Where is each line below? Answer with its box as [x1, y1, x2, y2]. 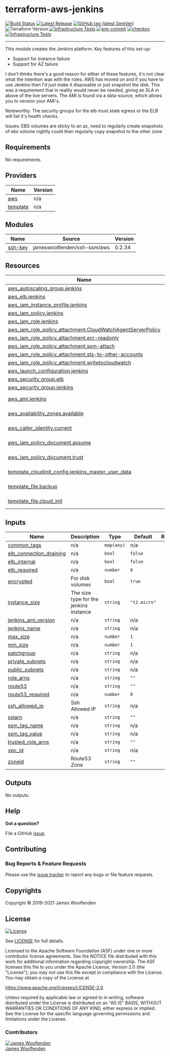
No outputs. [5, 792, 30, 798]
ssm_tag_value [8, 730, 42, 737]
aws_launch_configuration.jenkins [8, 367, 89, 374]
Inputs [5, 518, 26, 527]
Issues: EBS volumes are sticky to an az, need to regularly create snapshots [5, 123, 163, 129]
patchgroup [8, 650, 36, 656]
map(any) [104, 542, 125, 548]
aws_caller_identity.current [8, 425, 72, 432]
